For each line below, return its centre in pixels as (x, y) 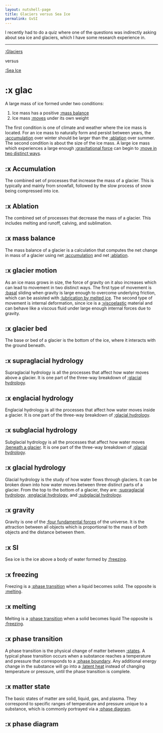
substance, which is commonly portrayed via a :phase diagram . (68, 709)
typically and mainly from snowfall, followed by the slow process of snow (78, 186)
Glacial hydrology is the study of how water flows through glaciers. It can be (81, 479)
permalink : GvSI (21, 18)
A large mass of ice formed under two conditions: (55, 104)
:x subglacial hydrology (41, 431)
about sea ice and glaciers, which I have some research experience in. (75, 37)
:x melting (21, 607)
